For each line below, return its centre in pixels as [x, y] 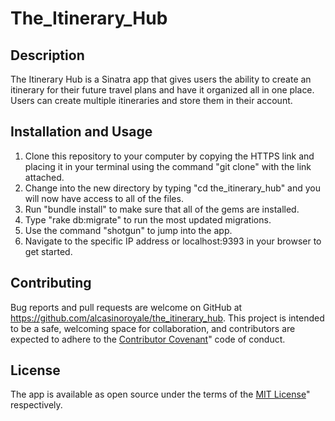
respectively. [36, 405]
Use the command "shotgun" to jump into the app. [128, 230]
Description [47, 55]
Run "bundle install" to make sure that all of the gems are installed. [162, 209]
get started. [48, 251]
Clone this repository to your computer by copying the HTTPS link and [169, 156]
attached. [44, 177]
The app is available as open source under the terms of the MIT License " [160, 394]
